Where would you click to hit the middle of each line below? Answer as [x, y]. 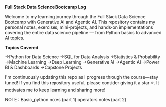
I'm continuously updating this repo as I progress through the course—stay [82, 77]
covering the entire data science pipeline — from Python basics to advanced [83, 32]
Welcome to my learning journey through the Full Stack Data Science [75, 17]
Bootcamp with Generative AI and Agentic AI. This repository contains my [80, 22]
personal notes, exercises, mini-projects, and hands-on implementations [79, 27]
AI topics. [15, 38]
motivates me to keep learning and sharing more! [55, 90]
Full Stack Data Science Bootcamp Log [46, 7]
